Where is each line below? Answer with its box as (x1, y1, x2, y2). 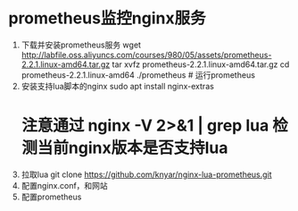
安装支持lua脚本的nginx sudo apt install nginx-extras (21, 80, 215, 91)
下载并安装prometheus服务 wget (21, 39, 142, 50)
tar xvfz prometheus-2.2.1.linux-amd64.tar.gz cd (112, 59, 290, 70)
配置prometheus (21, 191, 82, 202)
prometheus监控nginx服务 (8, 8, 206, 29)
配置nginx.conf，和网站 (21, 180, 108, 190)
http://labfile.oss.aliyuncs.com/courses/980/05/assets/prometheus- (21, 49, 272, 60)
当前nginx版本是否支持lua (37, 138, 228, 158)
